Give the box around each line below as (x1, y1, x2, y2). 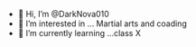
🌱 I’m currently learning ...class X (17, 28, 142, 38)
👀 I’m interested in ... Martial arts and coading (17, 18, 187, 29)
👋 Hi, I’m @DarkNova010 (17, 9, 110, 19)
